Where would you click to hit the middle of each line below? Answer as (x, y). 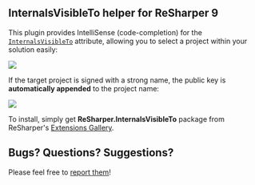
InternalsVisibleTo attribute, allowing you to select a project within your (128, 41)
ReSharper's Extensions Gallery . (61, 127)
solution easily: (33, 49)
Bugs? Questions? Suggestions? (91, 153)
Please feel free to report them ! (60, 172)
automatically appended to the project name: (84, 88)
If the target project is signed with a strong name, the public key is (117, 80)
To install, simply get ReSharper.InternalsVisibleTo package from (117, 119)
